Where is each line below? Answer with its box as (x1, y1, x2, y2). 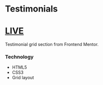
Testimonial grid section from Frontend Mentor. (5, 42, 99, 47)
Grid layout (12, 75, 34, 81)
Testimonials (5, 3, 58, 14)
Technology (5, 54, 34, 60)
